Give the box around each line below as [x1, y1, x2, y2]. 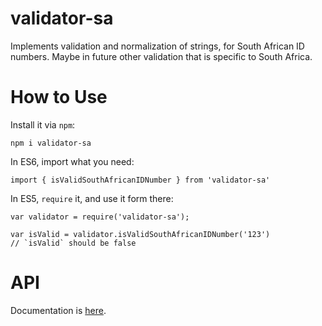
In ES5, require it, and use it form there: [10, 192, 174, 204]
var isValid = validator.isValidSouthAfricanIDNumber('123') [10, 229, 271, 239]
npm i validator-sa [10, 138, 92, 148]
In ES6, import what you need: [10, 155, 135, 167]
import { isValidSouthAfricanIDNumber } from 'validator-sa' [10, 175, 271, 185]
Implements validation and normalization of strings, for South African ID [10, 40, 305, 52]
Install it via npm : [10, 118, 76, 131]
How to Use [10, 86, 108, 109]
